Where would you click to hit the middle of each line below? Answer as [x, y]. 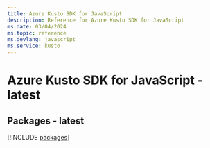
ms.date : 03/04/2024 [37, 26]
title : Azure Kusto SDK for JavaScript [65, 14]
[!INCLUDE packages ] [38, 137]
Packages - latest [46, 121]
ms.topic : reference [37, 33]
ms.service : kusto [34, 46]
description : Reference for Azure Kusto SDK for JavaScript [96, 20]
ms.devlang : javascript [42, 40]
